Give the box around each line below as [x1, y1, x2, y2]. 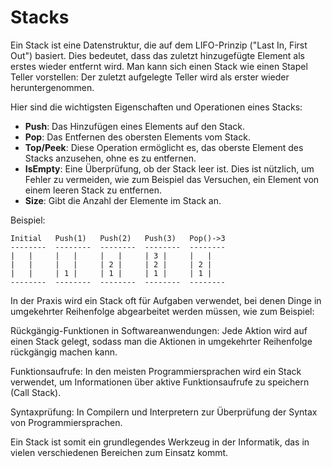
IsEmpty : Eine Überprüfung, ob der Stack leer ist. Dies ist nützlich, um [24, 162, 315, 175]
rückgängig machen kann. [10, 346, 118, 358]
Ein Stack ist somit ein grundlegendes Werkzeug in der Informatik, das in [10, 436, 310, 448]
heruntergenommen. [10, 81, 95, 93]
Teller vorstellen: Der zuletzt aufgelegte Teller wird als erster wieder [10, 71, 290, 83]
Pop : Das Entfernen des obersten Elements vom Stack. [24, 131, 251, 143]
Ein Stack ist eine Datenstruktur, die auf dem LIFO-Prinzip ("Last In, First [10, 39, 308, 51]
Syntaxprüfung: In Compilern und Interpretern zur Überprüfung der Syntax [10, 406, 318, 418]
